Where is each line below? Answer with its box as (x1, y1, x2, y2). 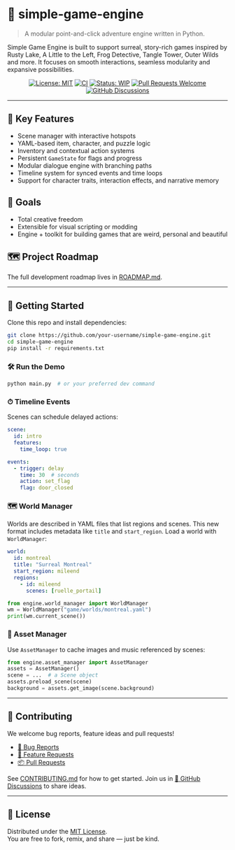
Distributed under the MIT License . (7, 827, 108, 835)
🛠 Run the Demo (7, 361, 65, 371)
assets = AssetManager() (7, 665, 80, 672)
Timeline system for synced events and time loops (17, 168, 163, 177)
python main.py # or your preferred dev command (7, 380, 155, 387)
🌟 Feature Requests (17, 750, 74, 758)
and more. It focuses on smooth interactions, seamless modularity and (7, 57, 211, 66)
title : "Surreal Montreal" (13, 561, 92, 568)
